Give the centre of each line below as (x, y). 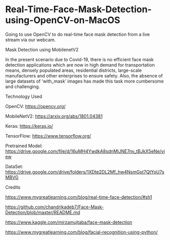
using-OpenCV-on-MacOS (63, 20)
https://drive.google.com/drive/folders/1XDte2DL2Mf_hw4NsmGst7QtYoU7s (85, 172)
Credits (13, 187)
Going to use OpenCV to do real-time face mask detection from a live (78, 34)
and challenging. (23, 86)
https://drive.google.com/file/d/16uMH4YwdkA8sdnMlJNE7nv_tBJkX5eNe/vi (85, 151)
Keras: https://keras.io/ (29, 126)
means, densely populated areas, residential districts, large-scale (74, 70)
